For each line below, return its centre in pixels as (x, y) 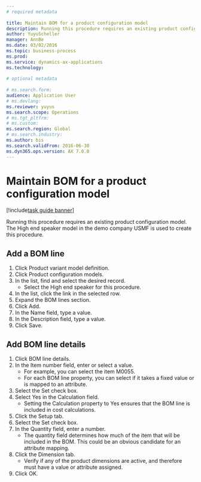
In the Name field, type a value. (53, 313)
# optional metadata (32, 79)
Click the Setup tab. (39, 416)
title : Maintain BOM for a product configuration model (77, 23)
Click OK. (26, 474)
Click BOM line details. (42, 359)
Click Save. (29, 325)
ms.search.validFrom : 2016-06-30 (48, 146)
